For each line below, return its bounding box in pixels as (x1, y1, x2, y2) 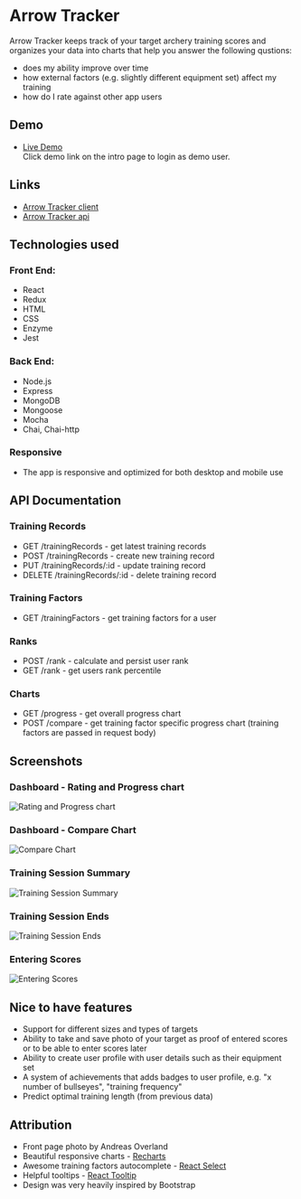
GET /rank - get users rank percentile (22, 665, 162, 676)
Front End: (9, 264, 56, 276)
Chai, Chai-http (22, 424, 80, 435)
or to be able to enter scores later (22, 1043, 147, 1054)
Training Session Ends (9, 910, 110, 923)
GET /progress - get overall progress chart (22, 708, 182, 719)
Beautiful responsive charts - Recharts (22, 1150, 166, 1161)
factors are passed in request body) (22, 727, 156, 738)
